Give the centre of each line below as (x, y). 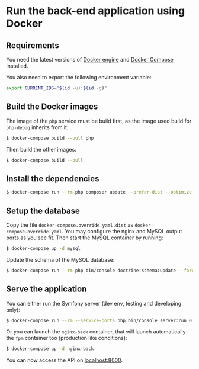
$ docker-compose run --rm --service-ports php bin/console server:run (96, 320)
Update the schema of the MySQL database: (60, 259)
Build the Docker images (52, 107)
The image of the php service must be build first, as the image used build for (99, 121)
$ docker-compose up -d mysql (44, 248)
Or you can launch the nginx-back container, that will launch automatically (96, 332)
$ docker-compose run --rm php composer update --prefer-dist (84, 192)
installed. (17, 66)
